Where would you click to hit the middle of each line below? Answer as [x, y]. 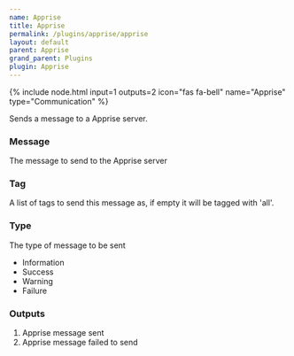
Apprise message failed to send [80, 343]
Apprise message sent [63, 333]
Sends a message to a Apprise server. [78, 118]
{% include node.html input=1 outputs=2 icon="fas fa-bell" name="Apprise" [147, 92]
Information [43, 262]
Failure [34, 290]
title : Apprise [37, 26]
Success [38, 272]
